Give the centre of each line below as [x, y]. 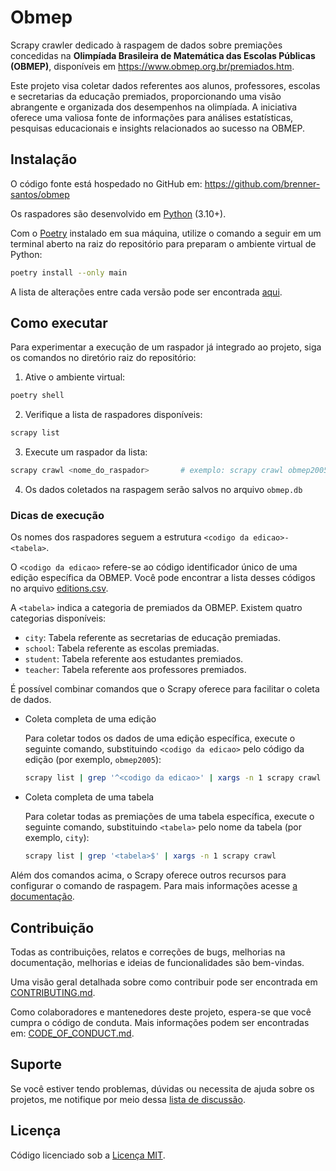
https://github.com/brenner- [262, 183]
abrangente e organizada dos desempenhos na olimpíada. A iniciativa [154, 107]
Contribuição [52, 927]
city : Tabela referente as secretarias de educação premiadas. [152, 638]
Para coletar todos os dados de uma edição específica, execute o [160, 738]
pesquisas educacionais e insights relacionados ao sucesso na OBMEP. [158, 128]
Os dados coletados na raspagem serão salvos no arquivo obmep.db [163, 490]
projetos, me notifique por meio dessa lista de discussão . [128, 1099]
